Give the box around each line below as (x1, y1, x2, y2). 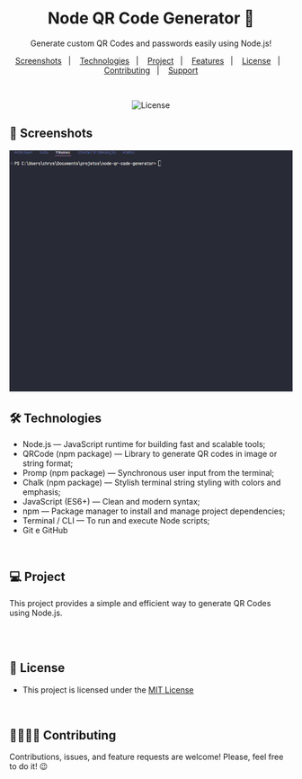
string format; (22, 458, 74, 469)
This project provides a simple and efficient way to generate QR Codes (9, 597, 271, 608)
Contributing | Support (103, 65, 199, 76)
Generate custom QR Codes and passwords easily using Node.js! (30, 38, 272, 49)
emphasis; (22, 487, 61, 497)
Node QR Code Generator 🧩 (48, 8, 254, 29)
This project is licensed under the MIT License (22, 684, 195, 695)
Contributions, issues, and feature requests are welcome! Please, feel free (9, 751, 284, 763)
